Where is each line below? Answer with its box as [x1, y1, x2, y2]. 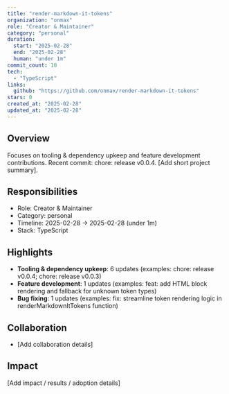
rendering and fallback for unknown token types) [17, 287, 157, 295]
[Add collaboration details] [17, 341, 93, 348]
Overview [7, 132, 51, 144]
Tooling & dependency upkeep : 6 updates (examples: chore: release [17, 265, 214, 273]
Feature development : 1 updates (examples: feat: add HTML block [17, 280, 208, 288]
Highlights [7, 246, 53, 258]
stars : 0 [7, 94, 33, 101]
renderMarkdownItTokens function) [17, 302, 119, 310]
